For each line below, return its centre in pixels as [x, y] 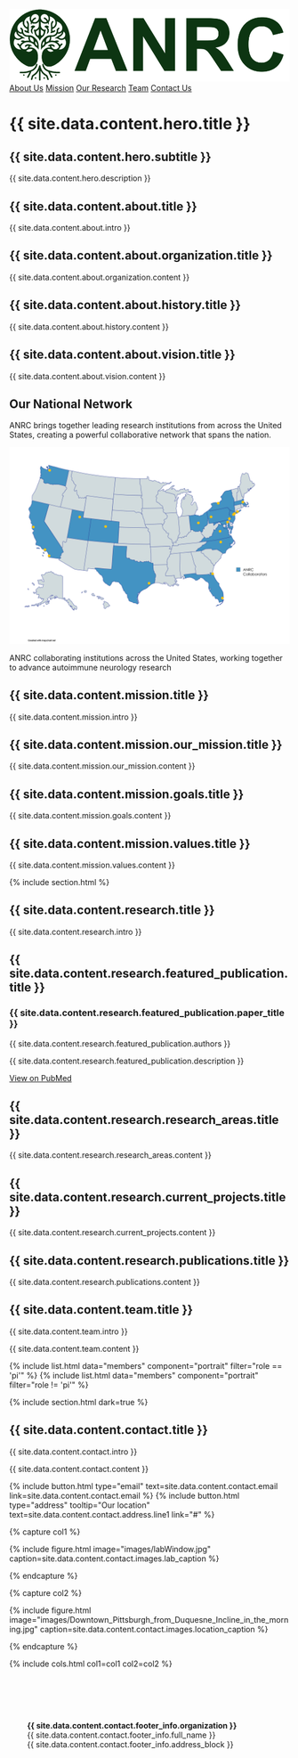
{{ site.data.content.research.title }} [112, 911]
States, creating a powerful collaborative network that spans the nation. [140, 435]
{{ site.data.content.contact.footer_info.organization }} [132, 1725]
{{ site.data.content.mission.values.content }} [92, 865]
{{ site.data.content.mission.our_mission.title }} [146, 744]
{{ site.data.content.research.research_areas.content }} [110, 1155]
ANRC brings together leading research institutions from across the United [145, 426]
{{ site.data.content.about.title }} [103, 206]
